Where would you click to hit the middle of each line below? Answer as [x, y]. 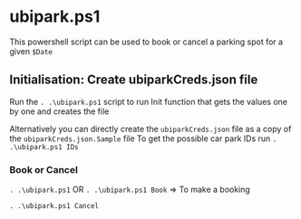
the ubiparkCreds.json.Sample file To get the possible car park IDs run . [143, 138]
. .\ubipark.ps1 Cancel [54, 206]
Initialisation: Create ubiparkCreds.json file [134, 80]
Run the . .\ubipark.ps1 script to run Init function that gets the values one [149, 101]
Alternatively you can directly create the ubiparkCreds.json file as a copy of [150, 129]
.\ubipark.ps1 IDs [44, 147]
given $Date [31, 51]
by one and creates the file [59, 111]
